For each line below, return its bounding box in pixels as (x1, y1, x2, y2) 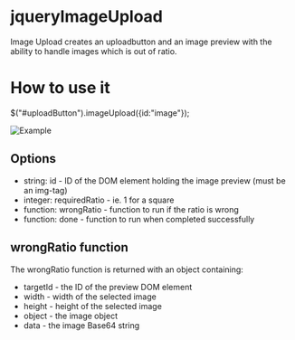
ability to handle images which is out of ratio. (10, 45, 177, 56)
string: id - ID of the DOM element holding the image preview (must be (23, 175, 286, 186)
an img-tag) (23, 184, 68, 195)
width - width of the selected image (23, 291, 157, 302)
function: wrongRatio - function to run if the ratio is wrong (23, 203, 239, 214)
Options (10, 151, 57, 166)
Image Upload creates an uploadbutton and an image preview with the (10, 36, 272, 47)
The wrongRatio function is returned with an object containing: (10, 264, 243, 275)
